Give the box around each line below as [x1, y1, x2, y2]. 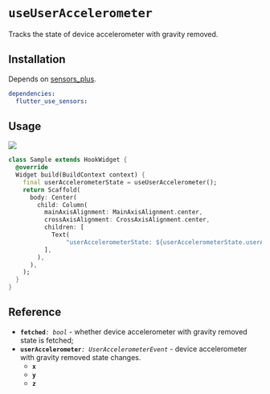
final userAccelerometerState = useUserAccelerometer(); [22, 178, 218, 186]
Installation [8, 52, 66, 66]
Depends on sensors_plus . [8, 74, 96, 84]
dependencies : [8, 89, 56, 97]
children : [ [43, 223, 84, 231]
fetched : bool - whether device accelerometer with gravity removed [19, 326, 247, 336]
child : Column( [37, 201, 88, 209]
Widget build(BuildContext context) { [15, 171, 146, 179]
